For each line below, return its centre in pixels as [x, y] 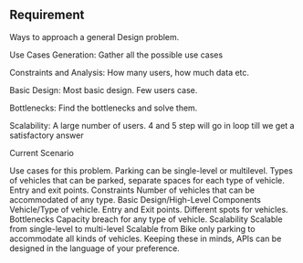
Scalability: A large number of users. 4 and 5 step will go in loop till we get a [152, 125]
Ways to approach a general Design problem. [94, 37]
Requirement [47, 15]
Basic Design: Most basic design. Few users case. [104, 89]
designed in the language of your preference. [94, 248]
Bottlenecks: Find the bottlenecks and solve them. [104, 108]
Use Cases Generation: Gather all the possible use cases [116, 55]
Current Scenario [42, 153]
